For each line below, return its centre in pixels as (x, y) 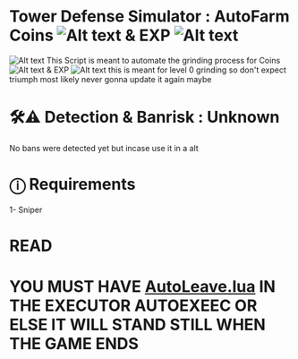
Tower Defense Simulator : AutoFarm (149, 17)
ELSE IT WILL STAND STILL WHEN (137, 325)
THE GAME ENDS (74, 344)
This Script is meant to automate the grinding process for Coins (163, 60)
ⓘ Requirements (72, 184)
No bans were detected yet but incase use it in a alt (104, 148)
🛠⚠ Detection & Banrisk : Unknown (145, 117)
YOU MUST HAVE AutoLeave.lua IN (142, 287)
